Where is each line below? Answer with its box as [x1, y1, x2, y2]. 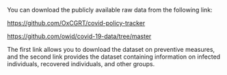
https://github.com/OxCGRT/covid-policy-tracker [7, 19, 146, 27]
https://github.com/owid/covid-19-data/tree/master [7, 32, 152, 40]
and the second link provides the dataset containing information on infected [7, 52, 221, 61]
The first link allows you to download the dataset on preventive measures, [7, 46, 215, 53]
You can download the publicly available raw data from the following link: [7, 6, 213, 14]
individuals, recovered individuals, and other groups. [7, 60, 155, 67]
